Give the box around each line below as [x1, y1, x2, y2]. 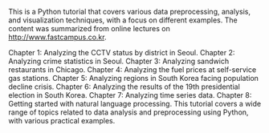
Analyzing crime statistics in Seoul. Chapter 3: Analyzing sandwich [8, 56, 230, 66]
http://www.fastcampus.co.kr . [8, 32, 107, 42]
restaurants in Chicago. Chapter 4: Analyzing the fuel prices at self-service [8, 65, 257, 75]
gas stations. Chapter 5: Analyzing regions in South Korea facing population [8, 74, 259, 83]
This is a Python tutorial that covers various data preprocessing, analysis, [8, 7, 251, 16]
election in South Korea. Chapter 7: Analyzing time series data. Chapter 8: [8, 91, 252, 99]
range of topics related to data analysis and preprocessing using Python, [8, 107, 249, 117]
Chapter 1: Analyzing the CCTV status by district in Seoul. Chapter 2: [8, 48, 235, 57]
